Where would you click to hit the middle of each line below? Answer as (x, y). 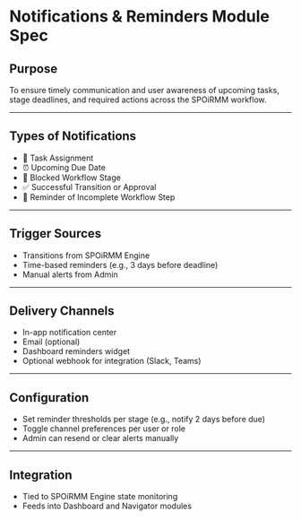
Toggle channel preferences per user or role (104, 429)
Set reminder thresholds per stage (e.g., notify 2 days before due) (144, 420)
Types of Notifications (73, 136)
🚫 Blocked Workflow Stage (71, 178)
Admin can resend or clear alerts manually (100, 438)
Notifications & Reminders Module (140, 17)
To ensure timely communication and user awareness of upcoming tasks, (145, 90)
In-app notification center (69, 333)
